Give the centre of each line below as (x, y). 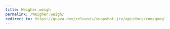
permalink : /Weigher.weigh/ (35, 14)
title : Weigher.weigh (28, 10)
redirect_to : (19, 19)
